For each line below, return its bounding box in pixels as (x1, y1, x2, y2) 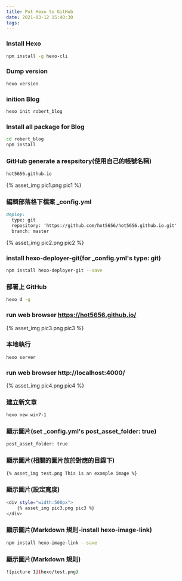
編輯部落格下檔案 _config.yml (6, 198, 92, 206)
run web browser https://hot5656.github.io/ (6, 311, 137, 319)
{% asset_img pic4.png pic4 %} (6, 382, 85, 389)
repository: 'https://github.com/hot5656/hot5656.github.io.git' (11, 223, 178, 229)
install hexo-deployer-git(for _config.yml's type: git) (6, 254, 161, 262)
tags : (6, 20, 20, 26)
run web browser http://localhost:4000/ (6, 368, 125, 377)
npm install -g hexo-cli (6, 53, 68, 59)
